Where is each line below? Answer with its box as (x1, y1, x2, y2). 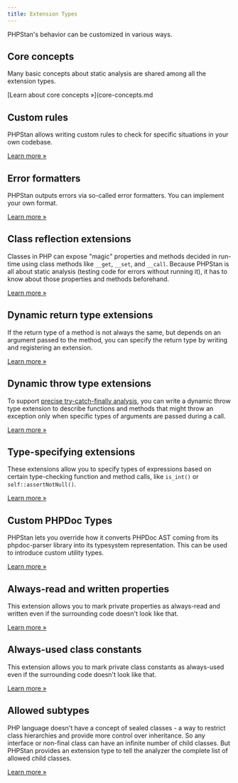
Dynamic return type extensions (7, 309, 153, 321)
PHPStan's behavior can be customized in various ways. (7, 30, 173, 38)
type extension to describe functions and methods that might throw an (7, 404, 214, 413)
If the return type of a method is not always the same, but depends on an (7, 328, 222, 337)
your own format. (7, 199, 58, 207)
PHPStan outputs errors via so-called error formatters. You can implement (7, 191, 225, 200)
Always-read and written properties (7, 583, 170, 595)
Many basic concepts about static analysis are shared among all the (7, 69, 206, 78)
